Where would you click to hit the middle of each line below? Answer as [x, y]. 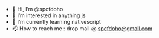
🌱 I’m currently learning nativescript [57, 22]
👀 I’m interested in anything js [49, 15]
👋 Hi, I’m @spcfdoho [37, 9]
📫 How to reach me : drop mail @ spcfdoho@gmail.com [82, 28]
